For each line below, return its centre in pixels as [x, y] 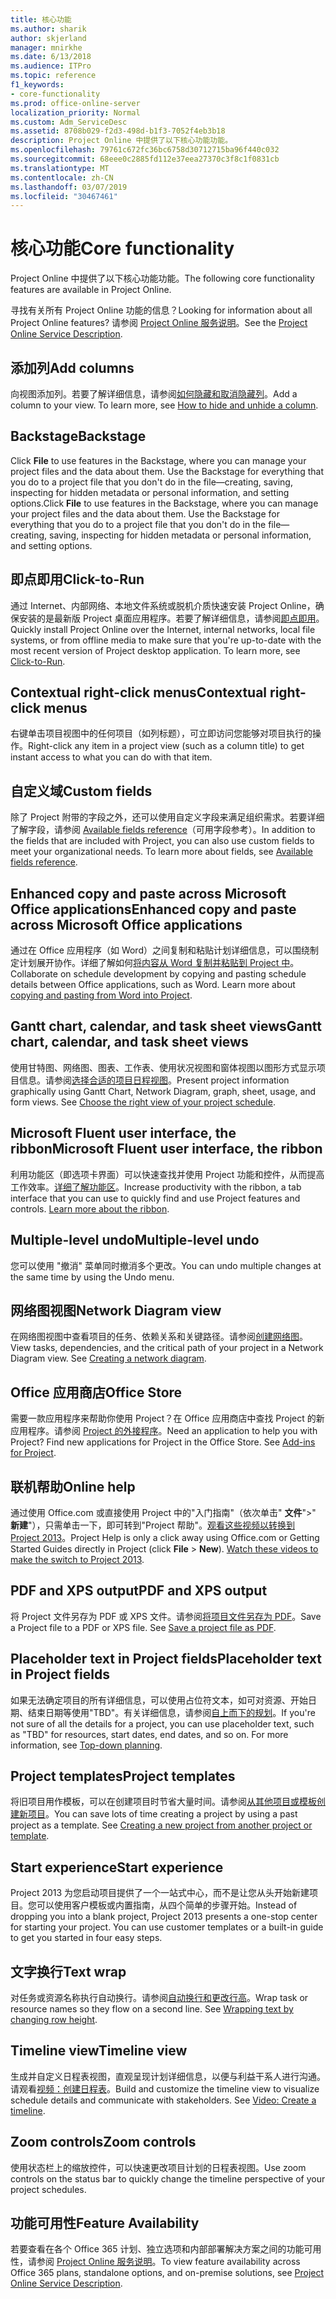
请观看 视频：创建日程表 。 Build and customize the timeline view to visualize [165, 2088]
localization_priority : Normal [75, 112]
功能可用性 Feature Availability [105, 2223]
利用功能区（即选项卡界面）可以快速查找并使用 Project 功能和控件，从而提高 [167, 1174]
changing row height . [54, 2019]
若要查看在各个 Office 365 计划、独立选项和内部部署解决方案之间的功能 [157, 2249]
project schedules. [48, 2189]
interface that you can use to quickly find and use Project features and [155, 1198]
